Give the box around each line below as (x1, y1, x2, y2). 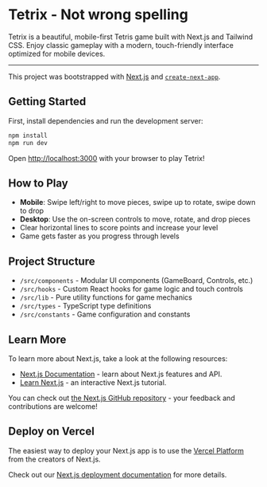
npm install (8, 132, 48, 139)
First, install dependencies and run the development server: (8, 116, 204, 125)
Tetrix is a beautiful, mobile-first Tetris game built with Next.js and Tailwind (8, 32, 253, 41)
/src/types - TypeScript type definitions (19, 301, 152, 311)
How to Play (8, 176, 69, 190)
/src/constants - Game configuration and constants (19, 309, 191, 320)
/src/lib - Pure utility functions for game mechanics (19, 293, 192, 302)
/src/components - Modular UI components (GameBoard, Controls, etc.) (19, 276, 253, 285)
